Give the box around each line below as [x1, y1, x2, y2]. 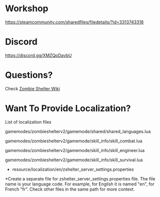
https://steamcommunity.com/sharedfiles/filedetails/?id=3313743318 [5, 19, 144, 25]
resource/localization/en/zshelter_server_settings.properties [12, 166, 134, 172]
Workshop [5, 3, 48, 14]
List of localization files [5, 119, 51, 125]
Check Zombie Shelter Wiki [5, 86, 60, 91]
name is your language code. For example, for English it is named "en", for [5, 181, 155, 187]
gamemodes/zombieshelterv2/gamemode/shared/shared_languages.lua [5, 128, 151, 134]
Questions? [5, 69, 53, 81]
